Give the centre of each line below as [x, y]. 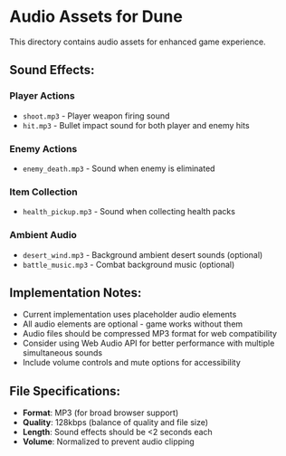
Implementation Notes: [76, 293]
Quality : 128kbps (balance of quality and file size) [115, 423]
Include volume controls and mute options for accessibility [132, 363]
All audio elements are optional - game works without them [133, 324]
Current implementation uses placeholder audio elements [129, 315]
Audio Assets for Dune [96, 17]
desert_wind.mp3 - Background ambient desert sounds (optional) [143, 254]
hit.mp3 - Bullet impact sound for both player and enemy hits [136, 125]
